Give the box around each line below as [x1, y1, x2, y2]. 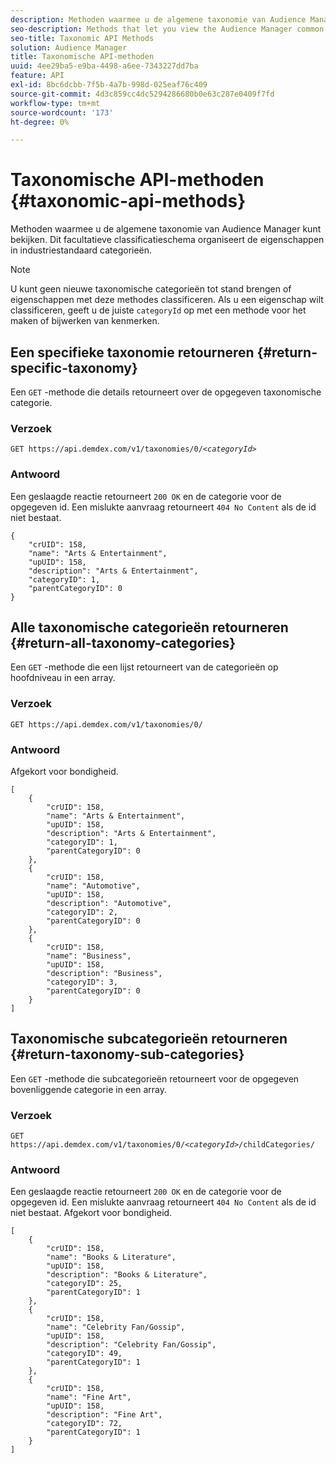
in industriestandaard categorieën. [10, 244, 153, 256]
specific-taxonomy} [10, 359, 138, 376]
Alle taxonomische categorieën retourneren [10, 619, 289, 636]
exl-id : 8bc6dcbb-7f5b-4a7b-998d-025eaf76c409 [10, 80, 208, 90]
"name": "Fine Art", [46, 1392, 132, 1403]
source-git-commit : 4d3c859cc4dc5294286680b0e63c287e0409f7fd [10, 89, 275, 99]
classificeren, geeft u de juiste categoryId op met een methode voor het [10, 304, 307, 316]
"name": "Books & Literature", [46, 1252, 177, 1263]
